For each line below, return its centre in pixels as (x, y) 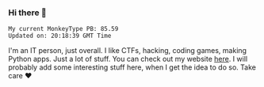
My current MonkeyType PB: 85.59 (63, 29)
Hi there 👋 (28, 13)
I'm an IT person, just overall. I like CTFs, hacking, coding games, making (128, 51)
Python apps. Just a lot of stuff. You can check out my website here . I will (128, 59)
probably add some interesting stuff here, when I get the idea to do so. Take (132, 67)
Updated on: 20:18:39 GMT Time (60, 36)
